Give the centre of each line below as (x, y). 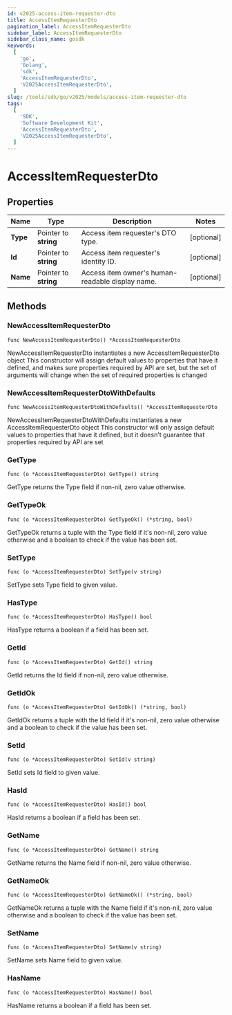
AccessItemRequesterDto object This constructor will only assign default (111, 428)
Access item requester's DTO (129, 233)
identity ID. (99, 262)
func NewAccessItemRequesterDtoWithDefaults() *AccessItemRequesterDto (112, 408)
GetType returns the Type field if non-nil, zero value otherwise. (97, 487)
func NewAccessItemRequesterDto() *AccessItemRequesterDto (94, 340)
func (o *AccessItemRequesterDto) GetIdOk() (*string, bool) (97, 707)
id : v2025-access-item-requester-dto (61, 13)
